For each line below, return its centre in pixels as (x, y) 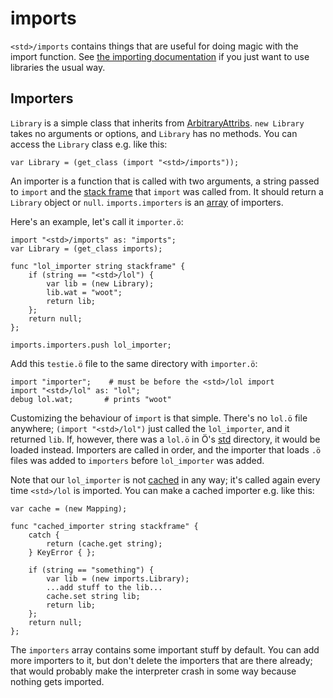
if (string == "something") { (91, 570)
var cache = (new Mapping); (69, 508)
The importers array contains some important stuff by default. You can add (165, 649)
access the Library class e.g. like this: (89, 144)
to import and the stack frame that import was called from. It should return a (167, 191)
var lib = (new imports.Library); (118, 578)
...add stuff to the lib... (104, 587)
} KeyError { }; (62, 552)
